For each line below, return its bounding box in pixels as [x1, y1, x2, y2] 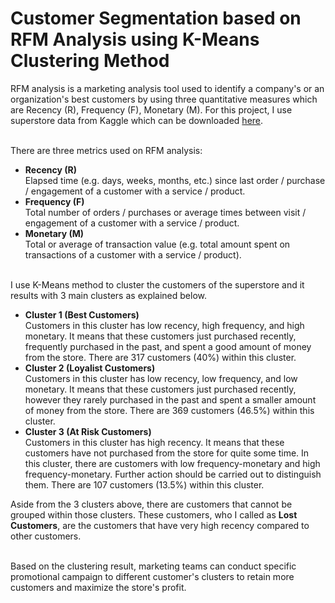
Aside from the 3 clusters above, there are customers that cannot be [10, 498, 293, 510]
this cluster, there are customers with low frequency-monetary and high [24, 457, 321, 469]
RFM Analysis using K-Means [10, 28, 260, 51]
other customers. [10, 530, 82, 542]
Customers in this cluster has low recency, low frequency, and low [24, 372, 298, 384]
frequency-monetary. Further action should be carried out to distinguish [24, 468, 322, 480]
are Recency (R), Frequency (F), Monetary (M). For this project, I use [10, 103, 293, 116]
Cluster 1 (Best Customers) [24, 308, 140, 321]
